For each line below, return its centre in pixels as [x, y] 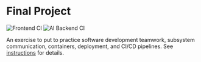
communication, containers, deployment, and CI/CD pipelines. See [90, 46]
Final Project [39, 11]
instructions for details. [35, 52]
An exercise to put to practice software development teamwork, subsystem [100, 40]
